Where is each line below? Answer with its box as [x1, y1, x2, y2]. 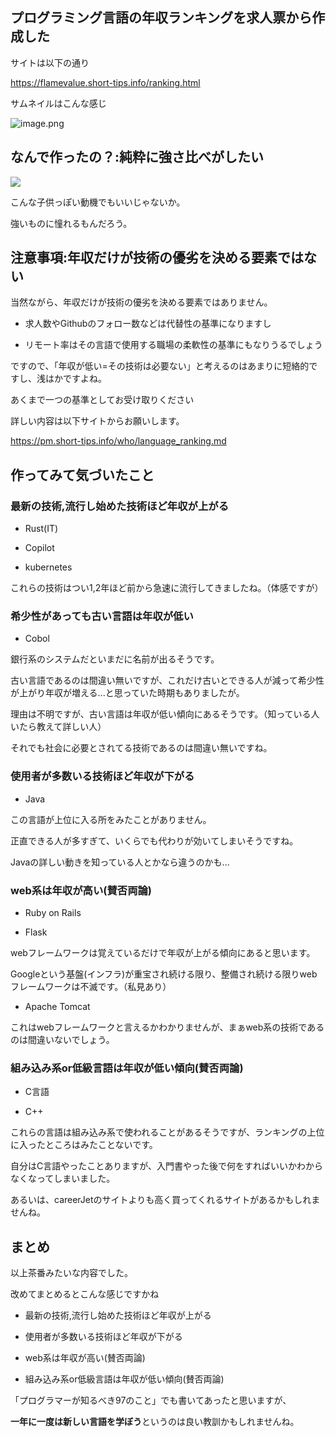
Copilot [24, 542, 55, 554]
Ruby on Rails [24, 907, 82, 919]
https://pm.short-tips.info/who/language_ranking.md [10, 435, 227, 447]
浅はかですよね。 [36, 373, 107, 385]
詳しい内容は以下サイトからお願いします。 [10, 415, 185, 427]
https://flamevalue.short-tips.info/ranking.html [10, 76, 201, 88]
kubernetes [24, 561, 73, 573]
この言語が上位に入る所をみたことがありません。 [10, 813, 212, 825]
